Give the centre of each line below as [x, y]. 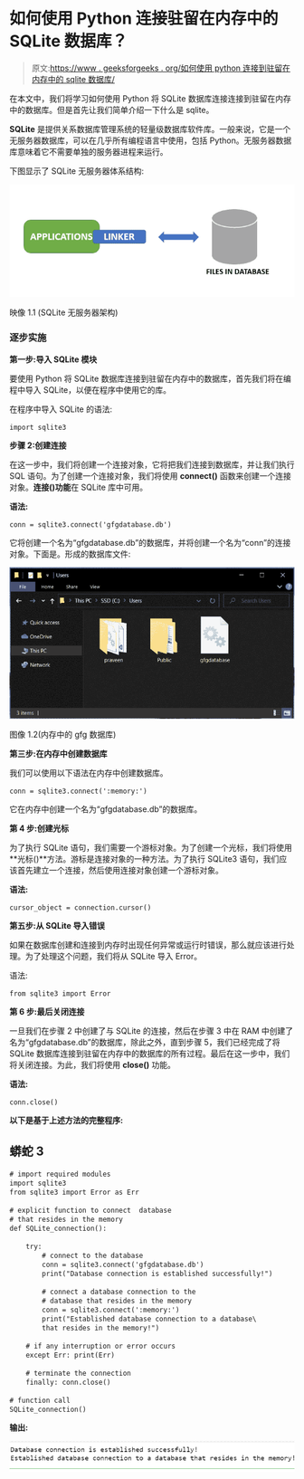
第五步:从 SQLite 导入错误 [57, 926]
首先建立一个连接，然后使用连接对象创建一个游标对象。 [120, 871]
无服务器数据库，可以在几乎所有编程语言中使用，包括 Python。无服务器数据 [151, 140]
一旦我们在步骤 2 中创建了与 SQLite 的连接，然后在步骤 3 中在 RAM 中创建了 [152, 1031]
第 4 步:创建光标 [39, 828]
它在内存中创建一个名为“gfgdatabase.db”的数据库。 [106, 809]
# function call [40, 1400]
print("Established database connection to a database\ [149, 1319]
